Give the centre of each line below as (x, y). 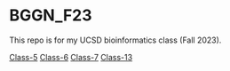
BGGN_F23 (51, 16)
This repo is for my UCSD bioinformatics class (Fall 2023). (115, 40)
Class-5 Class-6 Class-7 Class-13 (71, 57)
